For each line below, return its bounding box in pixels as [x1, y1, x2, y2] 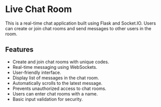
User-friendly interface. [12, 69, 61, 75]
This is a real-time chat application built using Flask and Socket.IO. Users [5, 20, 156, 26]
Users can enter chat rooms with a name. [12, 90, 98, 96]
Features [5, 45, 34, 54]
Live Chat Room [5, 4, 72, 15]
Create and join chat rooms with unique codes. [12, 59, 109, 65]
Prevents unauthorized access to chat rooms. [12, 85, 107, 91]
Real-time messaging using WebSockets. [12, 64, 98, 70]
